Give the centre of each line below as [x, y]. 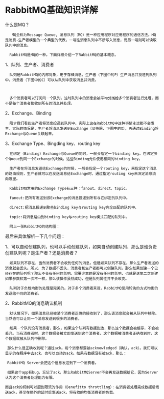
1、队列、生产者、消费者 [30, 64]
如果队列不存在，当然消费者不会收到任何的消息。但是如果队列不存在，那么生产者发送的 [84, 263]
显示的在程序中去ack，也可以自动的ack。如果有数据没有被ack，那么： [66, 353]
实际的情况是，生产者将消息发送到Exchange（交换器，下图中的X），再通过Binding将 [85, 128]
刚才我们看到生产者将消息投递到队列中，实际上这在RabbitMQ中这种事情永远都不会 [80, 123]
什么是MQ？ [17, 25]
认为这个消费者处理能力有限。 [31, 377]
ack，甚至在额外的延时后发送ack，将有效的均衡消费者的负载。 [63, 392]
